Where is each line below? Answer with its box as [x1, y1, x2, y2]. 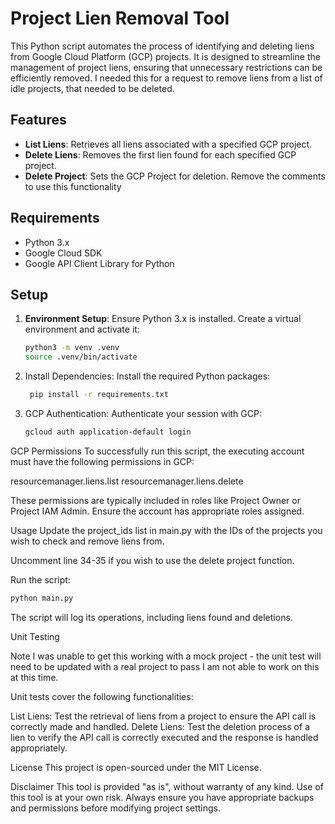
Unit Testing [10, 630, 60, 642]
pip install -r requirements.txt [29, 390, 169, 400]
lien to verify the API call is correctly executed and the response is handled [10, 731, 319, 743]
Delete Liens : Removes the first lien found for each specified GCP [24, 148, 297, 161]
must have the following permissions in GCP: [10, 455, 195, 467]
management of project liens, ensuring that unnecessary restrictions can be [10, 61, 323, 73]
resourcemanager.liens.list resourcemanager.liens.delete [10, 475, 244, 487]
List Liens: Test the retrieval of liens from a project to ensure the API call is [10, 710, 317, 722]
